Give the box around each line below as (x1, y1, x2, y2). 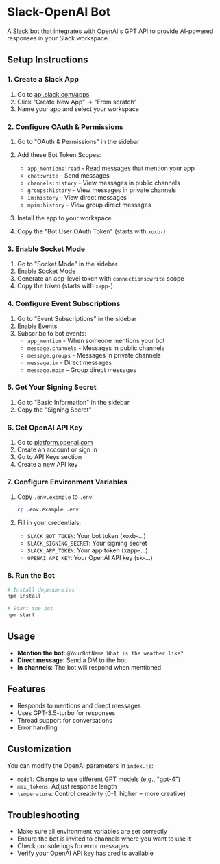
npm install (7, 593, 41, 600)
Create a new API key (16, 460, 78, 469)
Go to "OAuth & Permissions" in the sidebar (16, 137, 140, 145)
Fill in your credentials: (16, 519, 82, 527)
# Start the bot (7, 605, 53, 612)
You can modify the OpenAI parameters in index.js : (7, 761, 154, 769)
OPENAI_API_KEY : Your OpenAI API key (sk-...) (27, 554, 153, 562)
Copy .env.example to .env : (16, 493, 94, 501)
